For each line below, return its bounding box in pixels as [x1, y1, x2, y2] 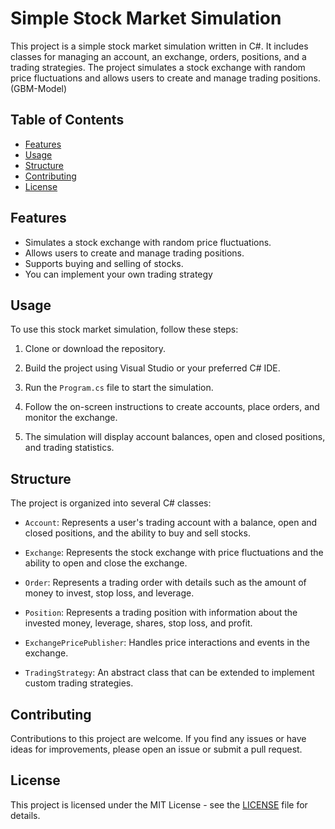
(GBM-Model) [10, 82, 68, 94]
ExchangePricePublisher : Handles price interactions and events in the [24, 637, 311, 649]
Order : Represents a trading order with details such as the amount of [24, 577, 307, 589]
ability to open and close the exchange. [24, 557, 188, 569]
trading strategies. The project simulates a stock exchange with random [10, 61, 306, 73]
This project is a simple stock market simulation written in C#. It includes [10, 40, 309, 52]
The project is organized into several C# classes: [10, 497, 212, 509]
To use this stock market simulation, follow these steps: [10, 323, 239, 336]
